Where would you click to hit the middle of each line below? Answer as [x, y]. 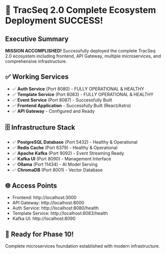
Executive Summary [37, 39]
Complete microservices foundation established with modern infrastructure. [83, 246]
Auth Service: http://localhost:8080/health [55, 208]
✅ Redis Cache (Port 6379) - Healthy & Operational [65, 148]
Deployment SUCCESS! [54, 21]
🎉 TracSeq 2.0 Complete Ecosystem [81, 10]
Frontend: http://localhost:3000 [44, 198]
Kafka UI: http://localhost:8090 [44, 219]
